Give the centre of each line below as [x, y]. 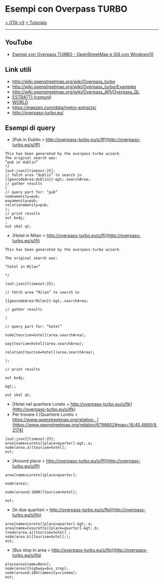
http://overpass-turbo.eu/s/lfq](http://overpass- [100, 550]
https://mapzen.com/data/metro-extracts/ [54, 107]
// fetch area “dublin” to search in [43, 175]
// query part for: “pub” [31, 192]
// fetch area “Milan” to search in [42, 292]
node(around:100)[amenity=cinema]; [41, 573]
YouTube [19, 43]
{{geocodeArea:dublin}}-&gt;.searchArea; [48, 179]
